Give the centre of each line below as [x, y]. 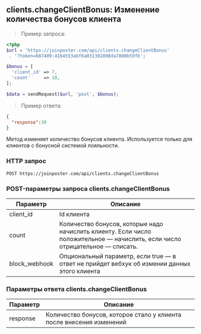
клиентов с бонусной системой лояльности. [63, 146]
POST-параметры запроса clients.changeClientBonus [88, 188]
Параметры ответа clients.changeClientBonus [77, 289]
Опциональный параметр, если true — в [118, 256]
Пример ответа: [41, 106]
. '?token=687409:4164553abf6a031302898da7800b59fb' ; [77, 56]
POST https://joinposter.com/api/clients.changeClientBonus [83, 173]
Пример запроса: [43, 34]
